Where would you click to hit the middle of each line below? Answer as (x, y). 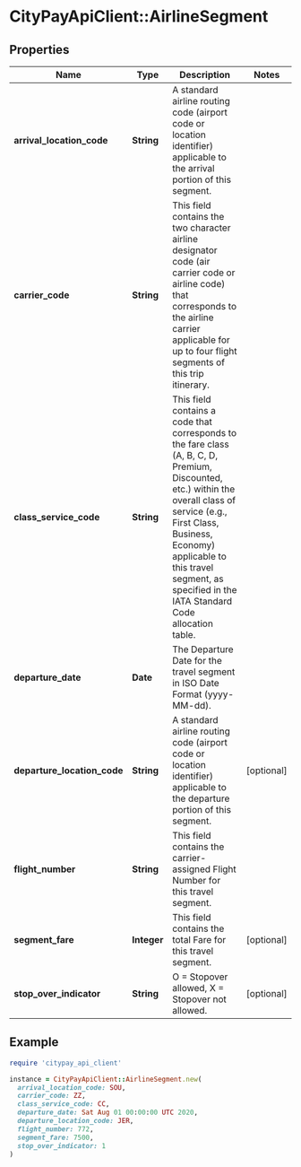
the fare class (201, 444)
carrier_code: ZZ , (52, 1096)
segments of (198, 362)
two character (201, 228)
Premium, (192, 466)
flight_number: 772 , (56, 1129)
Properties (39, 50)
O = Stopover (200, 977)
